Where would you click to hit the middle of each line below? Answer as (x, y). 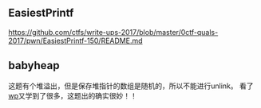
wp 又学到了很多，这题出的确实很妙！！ (73, 95)
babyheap (34, 66)
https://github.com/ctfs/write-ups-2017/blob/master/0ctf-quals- (113, 32)
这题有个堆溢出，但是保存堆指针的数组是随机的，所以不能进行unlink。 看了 (131, 86)
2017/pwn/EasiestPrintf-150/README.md (75, 40)
